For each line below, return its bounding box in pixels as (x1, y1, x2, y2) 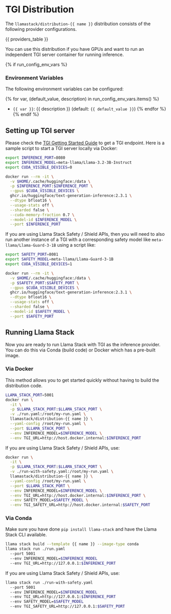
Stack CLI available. (5, 532, 47, 538)
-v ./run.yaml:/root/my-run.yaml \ (10, 412, 86, 417)
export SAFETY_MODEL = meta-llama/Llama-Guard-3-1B (5, 257, 114, 262)
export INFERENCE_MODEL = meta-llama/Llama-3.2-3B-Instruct (5, 160, 132, 165)
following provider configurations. (5, 26, 77, 32)
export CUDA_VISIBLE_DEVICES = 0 (5, 164, 72, 170)
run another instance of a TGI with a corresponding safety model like (5, 236, 151, 243)
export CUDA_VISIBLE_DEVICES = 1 (5, 262, 72, 267)
